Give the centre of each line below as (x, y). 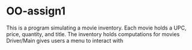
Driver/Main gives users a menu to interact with (65, 40)
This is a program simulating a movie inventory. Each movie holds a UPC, (97, 28)
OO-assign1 (36, 11)
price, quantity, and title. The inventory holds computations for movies (93, 34)
